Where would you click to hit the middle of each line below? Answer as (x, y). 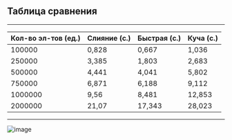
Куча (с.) (203, 38)
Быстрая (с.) (159, 38)
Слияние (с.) (109, 38)
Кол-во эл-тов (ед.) (46, 38)
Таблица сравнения (52, 11)
